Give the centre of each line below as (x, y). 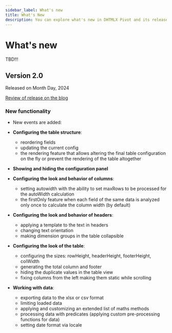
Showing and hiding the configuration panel (60, 169)
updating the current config (49, 148)
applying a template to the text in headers (64, 225)
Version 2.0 (24, 75)
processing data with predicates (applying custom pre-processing (90, 314)
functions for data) (40, 320)
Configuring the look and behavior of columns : (63, 179)
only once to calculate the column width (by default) (75, 205)
